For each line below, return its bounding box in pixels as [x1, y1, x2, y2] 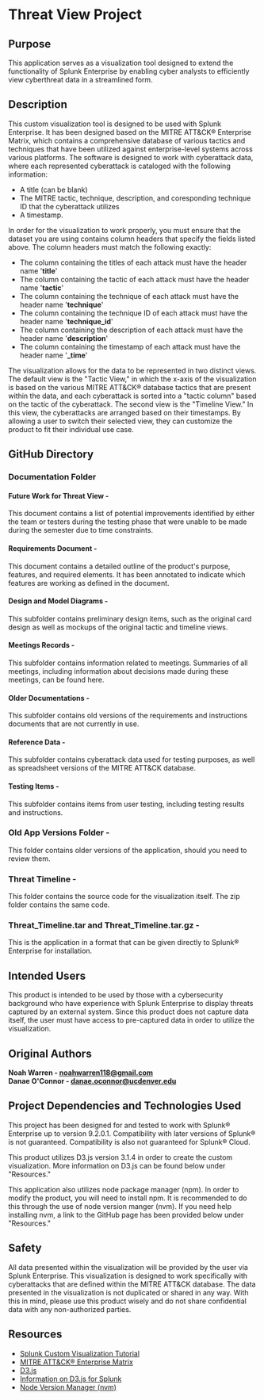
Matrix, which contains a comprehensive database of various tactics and [8, 136, 246, 145]
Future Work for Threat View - [8, 491, 109, 500]
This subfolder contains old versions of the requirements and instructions [8, 711, 248, 721]
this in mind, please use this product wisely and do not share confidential [8, 1296, 247, 1306]
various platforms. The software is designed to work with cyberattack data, [8, 152, 254, 162]
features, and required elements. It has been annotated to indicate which [8, 569, 246, 580]
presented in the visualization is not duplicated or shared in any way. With [8, 1287, 249, 1297]
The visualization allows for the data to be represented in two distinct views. [8, 365, 257, 375]
